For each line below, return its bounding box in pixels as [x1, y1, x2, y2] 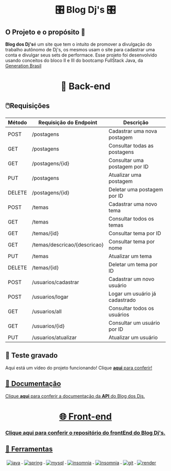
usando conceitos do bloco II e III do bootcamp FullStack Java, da [5, 57, 144, 64]
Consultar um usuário [108, 320, 160, 326]
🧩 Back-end [61, 81, 110, 92]
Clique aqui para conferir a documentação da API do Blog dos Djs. [5, 393, 145, 399]
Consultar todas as [108, 142, 154, 149]
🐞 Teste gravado [5, 351, 58, 360]
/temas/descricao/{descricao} [32, 241, 104, 248]
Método [8, 119, 27, 126]
